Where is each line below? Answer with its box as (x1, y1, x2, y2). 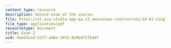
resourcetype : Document (5, 26, 56, 31)
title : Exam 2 (5, 30, 36, 35)
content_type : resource (5, 7, 56, 12)
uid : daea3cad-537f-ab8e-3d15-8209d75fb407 (5, 35, 99, 40)
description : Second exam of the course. (5, 12, 95, 17)
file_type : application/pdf (5, 21, 65, 26)
